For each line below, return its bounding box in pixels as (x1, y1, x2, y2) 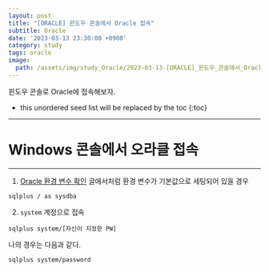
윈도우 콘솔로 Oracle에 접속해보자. (8, 86, 116, 96)
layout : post (8, 11, 52, 20)
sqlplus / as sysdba (8, 192, 78, 200)
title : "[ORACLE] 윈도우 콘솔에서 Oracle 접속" (8, 19, 155, 27)
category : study (8, 42, 62, 50)
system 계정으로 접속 (19, 207, 85, 217)
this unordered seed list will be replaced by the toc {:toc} (19, 102, 208, 112)
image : (8, 57, 30, 65)
